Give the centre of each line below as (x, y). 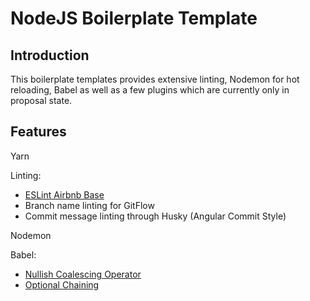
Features (38, 132)
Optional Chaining (62, 284)
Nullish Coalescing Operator (83, 274)
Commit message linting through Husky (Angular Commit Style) (155, 216)
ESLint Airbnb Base (64, 194)
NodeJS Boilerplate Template (134, 18)
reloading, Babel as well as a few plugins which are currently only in (150, 90)
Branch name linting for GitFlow (89, 205)
